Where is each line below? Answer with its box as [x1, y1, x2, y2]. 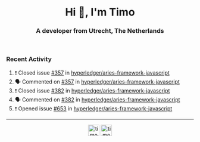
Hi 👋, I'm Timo [65, 5, 135, 19]
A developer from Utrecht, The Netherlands [36, 27, 164, 35]
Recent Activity [6, 55, 52, 63]
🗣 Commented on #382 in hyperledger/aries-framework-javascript [14, 95, 180, 103]
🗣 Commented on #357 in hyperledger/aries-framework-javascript [14, 78, 180, 85]
